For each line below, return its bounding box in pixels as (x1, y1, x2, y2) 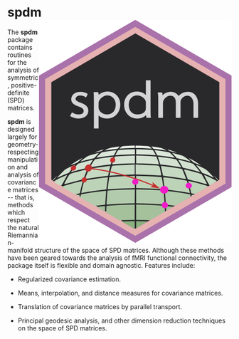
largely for (7, 132, 38, 141)
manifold (7, 246, 33, 254)
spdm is (7, 117, 31, 125)
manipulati (7, 155, 38, 164)
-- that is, (7, 193, 35, 202)
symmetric (7, 73, 39, 82)
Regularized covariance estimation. (17, 275, 122, 283)
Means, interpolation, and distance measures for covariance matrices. (17, 288, 223, 297)
